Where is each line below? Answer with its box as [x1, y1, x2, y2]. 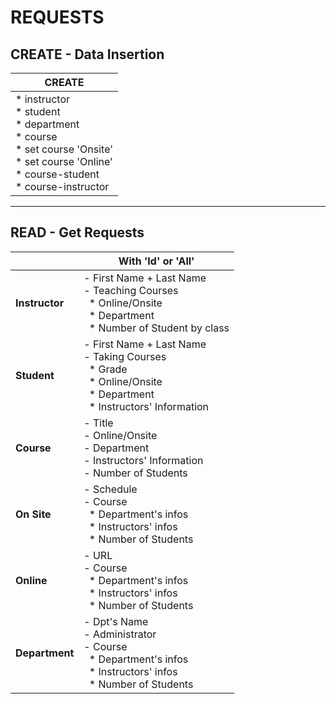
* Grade [88, 362, 128, 376]
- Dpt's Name [83, 614, 149, 628]
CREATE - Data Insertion [10, 46, 165, 63]
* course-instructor [15, 180, 110, 193]
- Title [83, 416, 114, 430]
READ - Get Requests [10, 224, 145, 241]
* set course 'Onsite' [15, 142, 114, 156]
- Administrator [83, 627, 157, 641]
